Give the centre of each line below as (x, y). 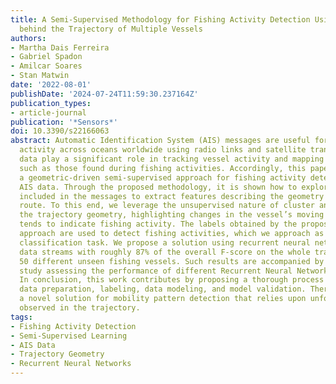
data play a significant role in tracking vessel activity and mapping (172, 159)
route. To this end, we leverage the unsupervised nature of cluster (167, 206)
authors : (28, 38)
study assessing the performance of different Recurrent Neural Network (174, 271)
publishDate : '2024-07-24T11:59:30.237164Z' (104, 94)
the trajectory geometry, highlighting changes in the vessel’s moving (172, 215)
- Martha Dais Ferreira (60, 47)
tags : (21, 317)
